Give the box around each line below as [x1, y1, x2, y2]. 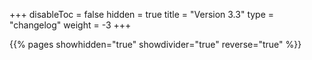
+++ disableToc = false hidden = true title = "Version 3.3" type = [9, 9, 275, 20]
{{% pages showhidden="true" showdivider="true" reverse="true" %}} [9, 39, 302, 50]
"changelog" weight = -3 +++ [9, 19, 132, 31]
